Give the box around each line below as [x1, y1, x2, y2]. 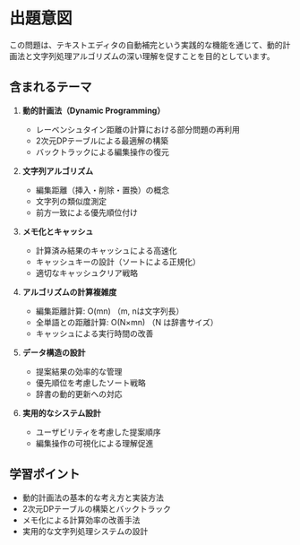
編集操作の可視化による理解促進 [35, 437, 154, 448]
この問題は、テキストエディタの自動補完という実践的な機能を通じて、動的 [9, 39, 283, 50]
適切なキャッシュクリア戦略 [35, 267, 139, 278]
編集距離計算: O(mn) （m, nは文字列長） [35, 306, 184, 316]
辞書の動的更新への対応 [35, 388, 123, 399]
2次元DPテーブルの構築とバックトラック [21, 503, 172, 514]
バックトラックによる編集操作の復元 [35, 146, 170, 157]
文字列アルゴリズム [21, 165, 94, 176]
